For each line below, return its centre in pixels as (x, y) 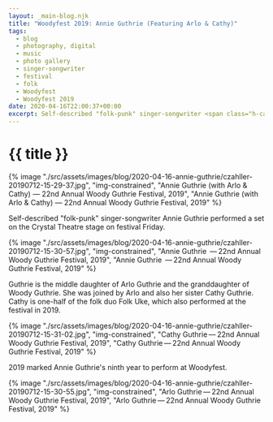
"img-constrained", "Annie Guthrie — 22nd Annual (177, 251)
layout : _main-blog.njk (49, 16)
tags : (17, 31)
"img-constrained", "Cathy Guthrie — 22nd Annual (176, 334)
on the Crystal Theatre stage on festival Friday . (87, 226)
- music (29, 54)
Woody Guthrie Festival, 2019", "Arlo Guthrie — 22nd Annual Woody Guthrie (135, 400)
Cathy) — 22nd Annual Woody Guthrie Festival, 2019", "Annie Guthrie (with (133, 194)
